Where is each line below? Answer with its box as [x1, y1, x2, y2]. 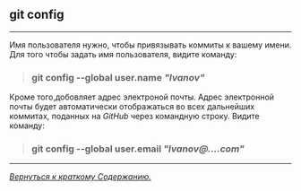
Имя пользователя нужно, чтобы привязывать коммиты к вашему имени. [9, 39, 292, 50]
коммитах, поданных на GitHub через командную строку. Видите [9, 111, 260, 122]
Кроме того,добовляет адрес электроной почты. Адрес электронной [9, 91, 275, 102]
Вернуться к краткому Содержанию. [9, 171, 152, 182]
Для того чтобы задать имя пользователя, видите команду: [9, 48, 237, 59]
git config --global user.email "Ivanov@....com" [30, 143, 245, 155]
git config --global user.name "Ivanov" [30, 71, 205, 83]
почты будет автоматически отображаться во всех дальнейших [9, 101, 255, 112]
